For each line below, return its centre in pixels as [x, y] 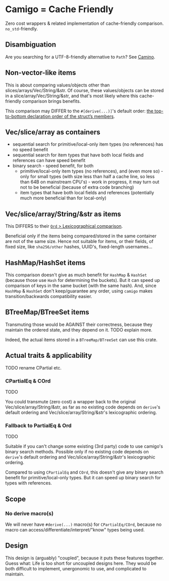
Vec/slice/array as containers [53, 132]
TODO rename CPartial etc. [34, 367]
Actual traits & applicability [49, 356]
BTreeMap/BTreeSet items [47, 312]
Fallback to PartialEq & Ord [38, 425]
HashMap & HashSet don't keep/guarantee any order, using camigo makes [79, 291]
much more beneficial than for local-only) [63, 198]
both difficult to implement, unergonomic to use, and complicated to [76, 568]
